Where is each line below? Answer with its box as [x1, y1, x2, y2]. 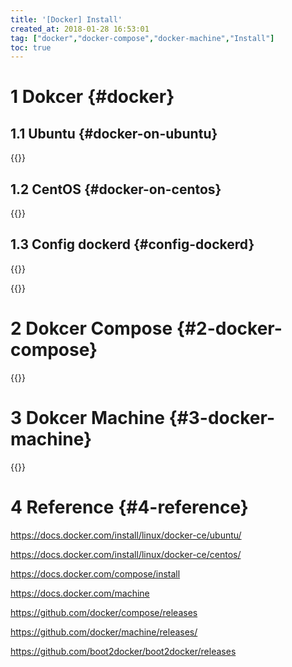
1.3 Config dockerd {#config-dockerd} [10, 236, 255, 253]
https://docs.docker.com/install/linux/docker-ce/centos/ [10, 548, 242, 560]
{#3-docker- [168, 407, 276, 429]
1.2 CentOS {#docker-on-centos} [10, 181, 222, 198]
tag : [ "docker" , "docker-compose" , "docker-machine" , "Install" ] [10, 33, 275, 43]
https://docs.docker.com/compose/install [10, 567, 181, 580]
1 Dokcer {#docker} [10, 86, 175, 108]
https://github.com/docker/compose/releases [10, 606, 198, 618]
